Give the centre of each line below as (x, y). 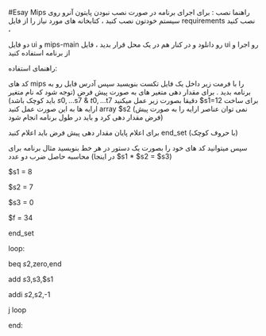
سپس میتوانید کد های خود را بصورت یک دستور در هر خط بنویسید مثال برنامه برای (128, 148)
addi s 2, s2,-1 (29, 294)
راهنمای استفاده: (33, 68)
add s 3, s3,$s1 (31, 279)
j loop (17, 310)
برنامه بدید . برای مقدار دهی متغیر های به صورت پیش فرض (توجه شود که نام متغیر (130, 92)
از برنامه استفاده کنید (39, 53)
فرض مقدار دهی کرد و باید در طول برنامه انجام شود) (86, 117)
